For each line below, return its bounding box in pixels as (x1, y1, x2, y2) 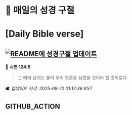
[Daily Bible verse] (5, 28, 84, 40)
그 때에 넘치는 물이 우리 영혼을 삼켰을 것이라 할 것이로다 (17, 74, 127, 81)
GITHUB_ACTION (5, 102, 61, 110)
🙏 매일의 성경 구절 (5, 5, 75, 16)
